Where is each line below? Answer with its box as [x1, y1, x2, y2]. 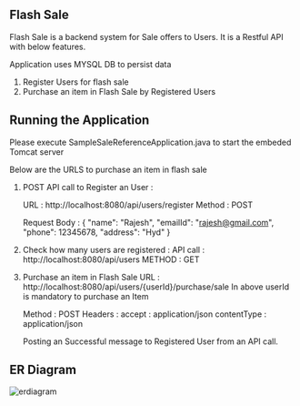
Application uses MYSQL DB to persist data [9, 58, 172, 69]
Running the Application [9, 113, 150, 128]
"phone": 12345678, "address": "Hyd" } [22, 227, 171, 238]
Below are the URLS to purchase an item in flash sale [9, 164, 207, 175]
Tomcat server [9, 146, 65, 157]
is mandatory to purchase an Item [22, 290, 149, 301]
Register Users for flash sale [22, 76, 129, 87]
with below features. [9, 41, 86, 52]
